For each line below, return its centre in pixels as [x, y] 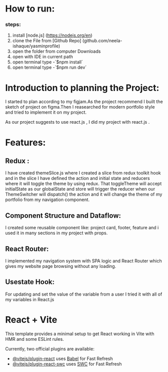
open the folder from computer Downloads [57, 51]
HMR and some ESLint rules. [35, 339]
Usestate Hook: [30, 282]
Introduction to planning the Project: [82, 88]
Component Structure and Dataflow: [63, 215]
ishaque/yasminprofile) [36, 46]
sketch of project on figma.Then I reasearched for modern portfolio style [80, 107]
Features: [26, 143]
